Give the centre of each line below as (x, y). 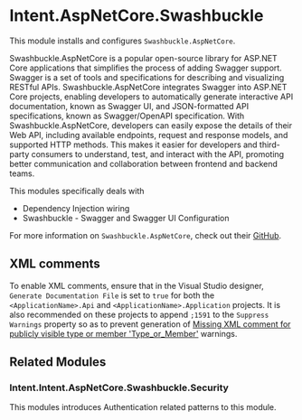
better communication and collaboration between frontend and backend (144, 163)
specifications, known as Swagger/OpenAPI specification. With (127, 116)
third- (269, 145)
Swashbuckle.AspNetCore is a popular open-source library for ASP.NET (143, 58)
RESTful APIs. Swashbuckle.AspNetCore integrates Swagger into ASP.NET (148, 87)
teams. (22, 173)
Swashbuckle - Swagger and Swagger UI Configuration (126, 218)
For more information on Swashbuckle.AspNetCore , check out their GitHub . (146, 235)
